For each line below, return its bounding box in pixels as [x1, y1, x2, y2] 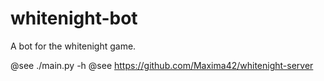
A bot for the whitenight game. [10, 40, 137, 52]
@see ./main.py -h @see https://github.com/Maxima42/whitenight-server [10, 59, 314, 71]
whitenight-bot [10, 7, 138, 30]
